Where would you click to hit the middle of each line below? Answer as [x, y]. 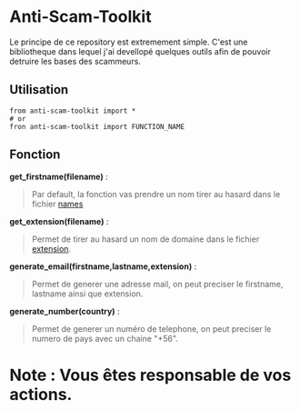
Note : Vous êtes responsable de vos [150, 375]
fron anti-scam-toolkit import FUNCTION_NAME [97, 126]
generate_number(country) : [65, 311]
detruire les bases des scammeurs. [75, 61]
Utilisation [39, 90]
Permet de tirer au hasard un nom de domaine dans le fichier [145, 239]
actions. [41, 394]
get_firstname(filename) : [59, 176]
